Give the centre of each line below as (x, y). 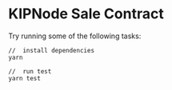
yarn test (25, 78)
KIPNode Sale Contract (86, 14)
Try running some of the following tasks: (75, 36)
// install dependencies (51, 50)
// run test (30, 71)
